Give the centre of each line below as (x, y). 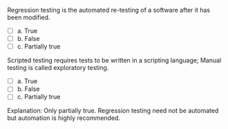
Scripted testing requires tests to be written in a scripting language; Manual (114, 60)
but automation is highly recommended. (64, 118)
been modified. (29, 17)
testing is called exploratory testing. (58, 68)
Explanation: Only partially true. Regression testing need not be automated (113, 111)
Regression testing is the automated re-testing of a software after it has (109, 10)
